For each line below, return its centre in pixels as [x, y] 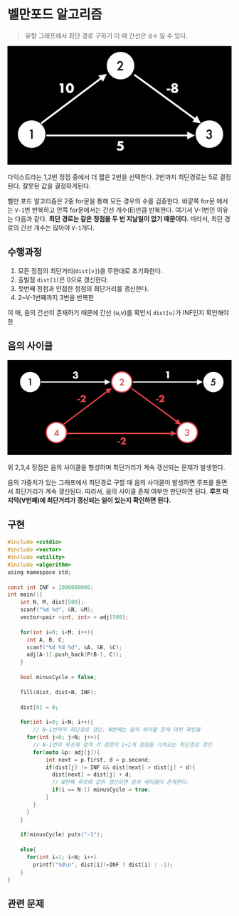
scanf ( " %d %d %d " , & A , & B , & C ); [74, 647]
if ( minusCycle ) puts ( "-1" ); [62, 835]
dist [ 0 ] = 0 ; [39, 707]
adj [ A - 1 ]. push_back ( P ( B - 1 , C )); [74, 655]
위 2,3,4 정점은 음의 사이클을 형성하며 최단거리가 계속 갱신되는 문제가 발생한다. [116, 467]
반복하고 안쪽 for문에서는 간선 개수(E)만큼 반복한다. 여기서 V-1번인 [123, 210]
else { [28, 850]
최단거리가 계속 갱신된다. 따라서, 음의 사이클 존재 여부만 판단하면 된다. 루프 [118, 491]
